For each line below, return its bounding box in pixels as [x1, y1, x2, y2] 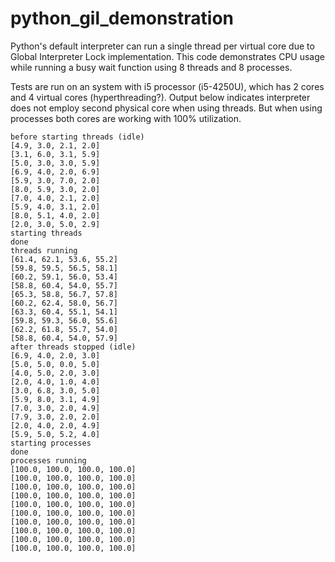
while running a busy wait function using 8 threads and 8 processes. [10, 61, 293, 73]
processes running [10, 455, 87, 466]
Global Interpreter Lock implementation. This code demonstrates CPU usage [10, 50, 325, 62]
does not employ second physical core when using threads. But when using [10, 102, 323, 114]
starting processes [10, 438, 92, 448]
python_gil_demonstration [10, 7, 235, 30]
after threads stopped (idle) [10, 342, 137, 352]
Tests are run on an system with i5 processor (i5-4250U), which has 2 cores [10, 80, 325, 92]
